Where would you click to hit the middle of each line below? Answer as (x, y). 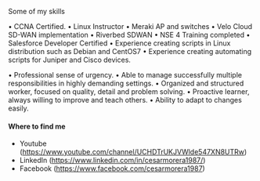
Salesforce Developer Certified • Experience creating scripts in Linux (119, 43)
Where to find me (37, 126)
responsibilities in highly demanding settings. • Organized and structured (126, 83)
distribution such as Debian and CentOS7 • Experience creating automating (130, 51)
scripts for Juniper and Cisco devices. (70, 60)
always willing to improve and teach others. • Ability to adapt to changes (125, 100)
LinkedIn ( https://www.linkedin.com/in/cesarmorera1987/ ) (112, 161)
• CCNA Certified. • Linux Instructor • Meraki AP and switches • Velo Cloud (130, 26)
